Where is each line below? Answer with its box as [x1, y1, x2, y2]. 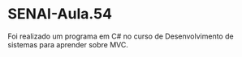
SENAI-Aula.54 [7, 5, 113, 23]
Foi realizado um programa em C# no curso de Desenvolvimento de [7, 31, 234, 41]
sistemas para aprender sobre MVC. [7, 39, 129, 49]
